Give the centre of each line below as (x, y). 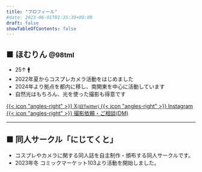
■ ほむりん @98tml (40, 54)
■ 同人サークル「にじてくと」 (62, 140)
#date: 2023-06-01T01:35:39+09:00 (50, 17)
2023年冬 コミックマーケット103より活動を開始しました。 (87, 162)
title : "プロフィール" (32, 12)
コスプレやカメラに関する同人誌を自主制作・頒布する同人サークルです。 (104, 155)
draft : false (23, 23)
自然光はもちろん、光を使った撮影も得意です (70, 94)
